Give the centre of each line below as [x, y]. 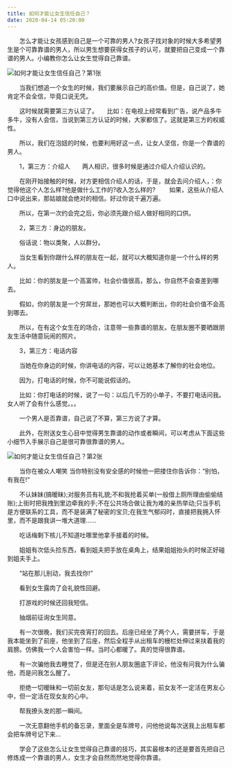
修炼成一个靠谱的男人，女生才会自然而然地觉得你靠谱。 [86, 757]
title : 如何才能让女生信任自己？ [49, 14]
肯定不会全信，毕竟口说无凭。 [49, 96]
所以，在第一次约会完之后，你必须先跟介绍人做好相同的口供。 [107, 213]
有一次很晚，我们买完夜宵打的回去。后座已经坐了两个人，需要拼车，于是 [122, 632]
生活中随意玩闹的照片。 [46, 336]
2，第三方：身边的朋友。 [54, 227]
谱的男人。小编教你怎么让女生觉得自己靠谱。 [71, 58]
